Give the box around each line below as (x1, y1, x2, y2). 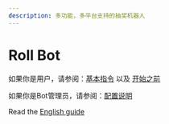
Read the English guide (8, 106, 85, 116)
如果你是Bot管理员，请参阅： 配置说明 (8, 90, 133, 100)
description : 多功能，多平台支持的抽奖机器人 (8, 11, 146, 20)
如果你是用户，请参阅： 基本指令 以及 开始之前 (8, 74, 161, 83)
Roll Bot (8, 46, 60, 64)
